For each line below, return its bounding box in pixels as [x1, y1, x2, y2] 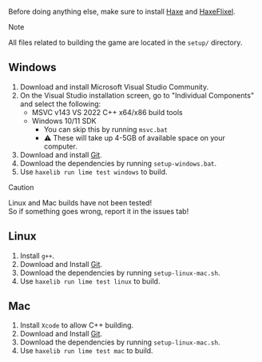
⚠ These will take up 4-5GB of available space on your [43, 133, 226, 142]
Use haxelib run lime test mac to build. [19, 346, 153, 356]
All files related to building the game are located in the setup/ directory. [8, 38, 243, 47]
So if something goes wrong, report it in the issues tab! [8, 206, 189, 216]
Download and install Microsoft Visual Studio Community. [19, 82, 209, 91]
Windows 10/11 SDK [31, 116, 97, 125]
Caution [8, 182, 34, 192]
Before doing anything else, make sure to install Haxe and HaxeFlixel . [8, 7, 236, 16]
